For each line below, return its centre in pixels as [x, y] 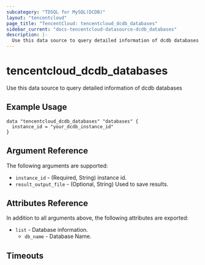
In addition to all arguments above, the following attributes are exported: [98, 218]
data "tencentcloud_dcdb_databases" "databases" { [72, 121]
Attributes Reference [47, 203]
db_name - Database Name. [58, 236]
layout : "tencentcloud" [37, 18]
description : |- [27, 35]
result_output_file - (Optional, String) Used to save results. [92, 184]
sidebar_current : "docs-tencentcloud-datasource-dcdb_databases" [91, 29]
